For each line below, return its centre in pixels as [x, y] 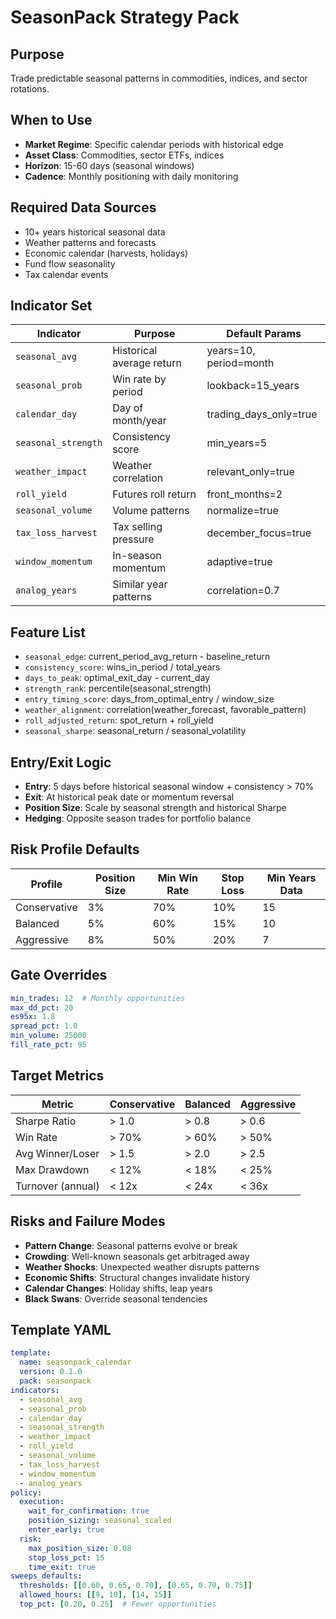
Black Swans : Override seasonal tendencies [116, 1298]
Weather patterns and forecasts [90, 242]
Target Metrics [57, 1076]
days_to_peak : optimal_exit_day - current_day [117, 678]
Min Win [178, 878]
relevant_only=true [250, 472]
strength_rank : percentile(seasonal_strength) [118, 688]
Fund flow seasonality [70, 263]
